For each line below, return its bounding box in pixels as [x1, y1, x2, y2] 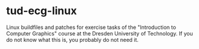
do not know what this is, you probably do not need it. [6, 36, 139, 43]
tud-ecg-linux [6, 4, 77, 18]
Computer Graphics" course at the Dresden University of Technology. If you [6, 30, 193, 37]
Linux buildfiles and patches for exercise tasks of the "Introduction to [6, 24, 176, 31]
